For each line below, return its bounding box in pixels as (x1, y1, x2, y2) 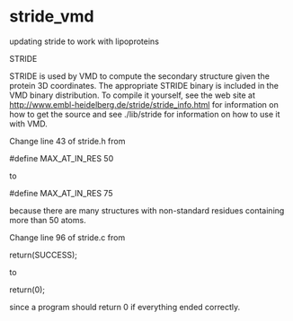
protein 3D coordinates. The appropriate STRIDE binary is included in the (9, 80, 279, 91)
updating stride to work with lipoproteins (9, 36, 160, 47)
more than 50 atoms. (9, 214, 87, 225)
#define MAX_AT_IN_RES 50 (9, 152, 114, 163)
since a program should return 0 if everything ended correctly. (9, 301, 241, 312)
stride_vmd (9, 6, 94, 27)
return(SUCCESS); (9, 249, 78, 260)
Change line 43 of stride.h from (9, 135, 126, 146)
